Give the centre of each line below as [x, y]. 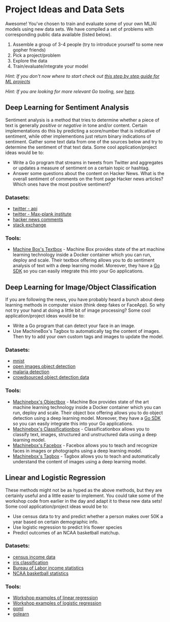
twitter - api [25, 209]
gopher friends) [29, 50]
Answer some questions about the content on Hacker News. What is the [88, 173]
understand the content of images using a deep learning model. [80, 461]
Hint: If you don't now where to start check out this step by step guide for [82, 76]
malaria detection [31, 372]
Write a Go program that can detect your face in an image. [74, 326]
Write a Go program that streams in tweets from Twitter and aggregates [88, 162]
